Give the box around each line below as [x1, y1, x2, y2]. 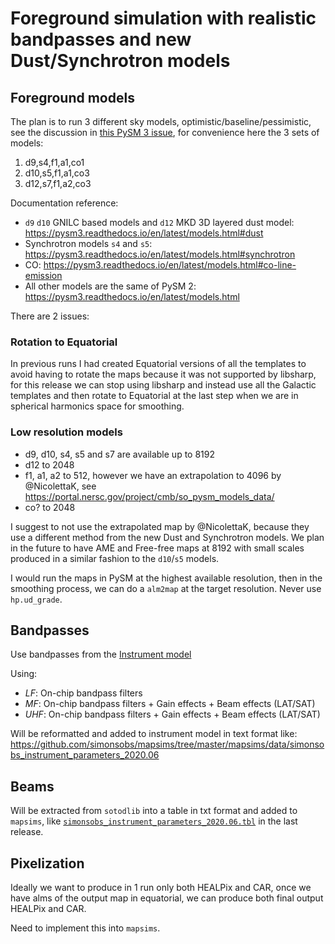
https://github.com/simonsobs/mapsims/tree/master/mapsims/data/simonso [10, 738, 325, 751]
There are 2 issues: [10, 310, 90, 322]
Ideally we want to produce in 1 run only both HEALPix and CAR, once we [10, 882, 312, 894]
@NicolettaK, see [24, 480, 97, 492]
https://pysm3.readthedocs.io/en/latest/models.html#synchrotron [24, 248, 296, 260]
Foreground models [10, 89, 135, 106]
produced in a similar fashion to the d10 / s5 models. [10, 552, 220, 564]
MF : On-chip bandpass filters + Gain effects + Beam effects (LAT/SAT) [24, 698, 316, 710]
